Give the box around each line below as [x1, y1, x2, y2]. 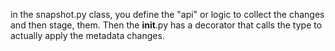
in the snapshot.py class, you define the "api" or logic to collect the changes [10, 9, 325, 20]
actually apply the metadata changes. [10, 30, 165, 41]
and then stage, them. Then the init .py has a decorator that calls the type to [10, 19, 323, 31]
